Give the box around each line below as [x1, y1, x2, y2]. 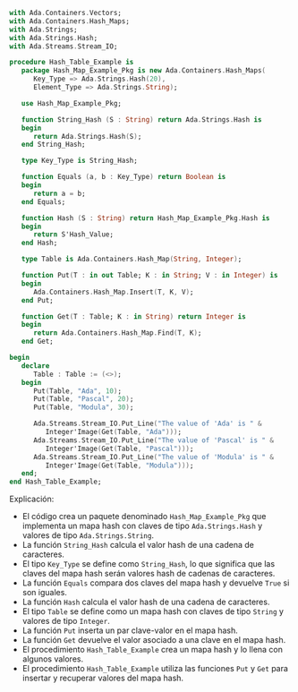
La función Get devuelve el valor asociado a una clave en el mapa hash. [21, 635, 286, 645]
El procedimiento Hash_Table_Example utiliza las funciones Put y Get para [21, 663, 289, 674]
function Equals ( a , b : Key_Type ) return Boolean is [21, 173, 226, 182]
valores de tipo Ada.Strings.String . [21, 530, 155, 541]
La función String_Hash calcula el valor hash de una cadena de [21, 540, 255, 551]
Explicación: [9, 493, 55, 505]
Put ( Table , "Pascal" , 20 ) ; [32, 395, 134, 404]
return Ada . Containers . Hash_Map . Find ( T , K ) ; [32, 329, 202, 337]
